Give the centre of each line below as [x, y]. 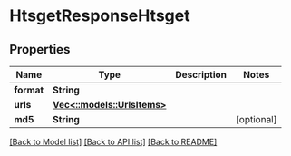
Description [201, 75]
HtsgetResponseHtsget [100, 16]
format [29, 90]
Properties [40, 49]
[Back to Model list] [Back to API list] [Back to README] [113, 142]
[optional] [256, 119]
